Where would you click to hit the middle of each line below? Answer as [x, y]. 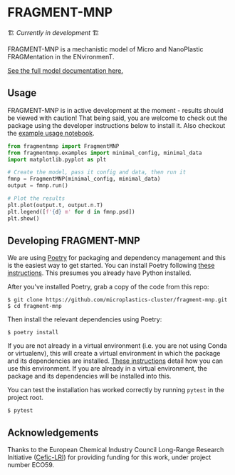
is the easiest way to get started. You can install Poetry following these [111, 266]
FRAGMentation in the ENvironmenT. [61, 56]
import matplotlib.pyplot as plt [57, 159]
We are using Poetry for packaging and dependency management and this [117, 258]
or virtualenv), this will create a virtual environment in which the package [114, 354]
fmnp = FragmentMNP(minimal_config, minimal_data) [84, 179]
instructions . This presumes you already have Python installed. [99, 273]
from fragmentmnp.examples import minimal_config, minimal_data [105, 153]
